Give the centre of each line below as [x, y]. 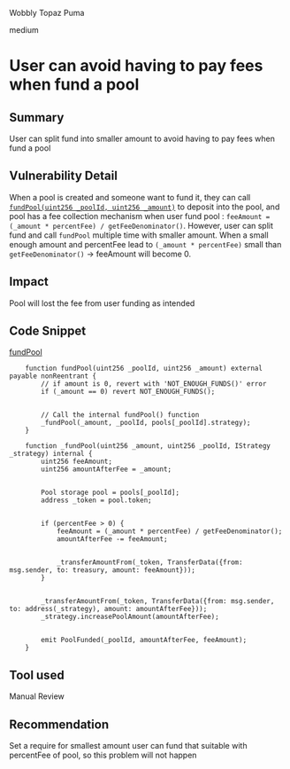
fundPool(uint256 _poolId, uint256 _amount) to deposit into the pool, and [145, 207]
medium [24, 30]
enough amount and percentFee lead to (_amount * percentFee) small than [145, 244]
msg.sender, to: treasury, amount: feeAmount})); [103, 570]
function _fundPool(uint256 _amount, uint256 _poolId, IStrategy [148, 446]
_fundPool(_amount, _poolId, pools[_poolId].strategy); [146, 423]
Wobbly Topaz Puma [47, 13]
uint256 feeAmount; [77, 462]
